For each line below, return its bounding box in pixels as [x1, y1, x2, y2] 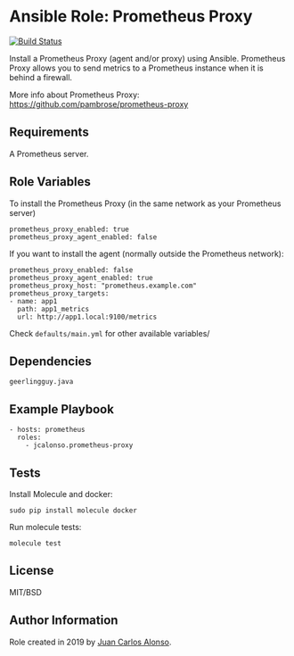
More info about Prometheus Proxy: [9, 89, 140, 100]
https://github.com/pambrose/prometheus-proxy [9, 98, 189, 109]
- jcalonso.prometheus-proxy [25, 441, 134, 450]
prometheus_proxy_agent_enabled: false [9, 232, 158, 242]
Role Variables [9, 174, 91, 189]
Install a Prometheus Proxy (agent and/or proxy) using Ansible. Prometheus [9, 53, 286, 63]
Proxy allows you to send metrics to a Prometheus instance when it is [9, 62, 265, 73]
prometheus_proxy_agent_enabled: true [9, 273, 153, 282]
